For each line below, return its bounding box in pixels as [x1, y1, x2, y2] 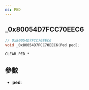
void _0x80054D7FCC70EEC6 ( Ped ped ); [5, 43, 80, 48]
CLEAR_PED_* [5, 52, 30, 57]
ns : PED [5, 7, 21, 12]
